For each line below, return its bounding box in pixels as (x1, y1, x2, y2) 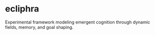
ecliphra (5, 3, 39, 14)
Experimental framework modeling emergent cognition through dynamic (5, 19, 151, 25)
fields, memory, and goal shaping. (5, 24, 74, 30)
